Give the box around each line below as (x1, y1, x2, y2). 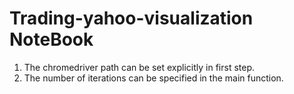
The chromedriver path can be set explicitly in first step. (23, 61, 256, 73)
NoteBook (9, 28, 94, 51)
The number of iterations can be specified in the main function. (23, 72, 284, 84)
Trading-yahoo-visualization (9, 7, 254, 30)
